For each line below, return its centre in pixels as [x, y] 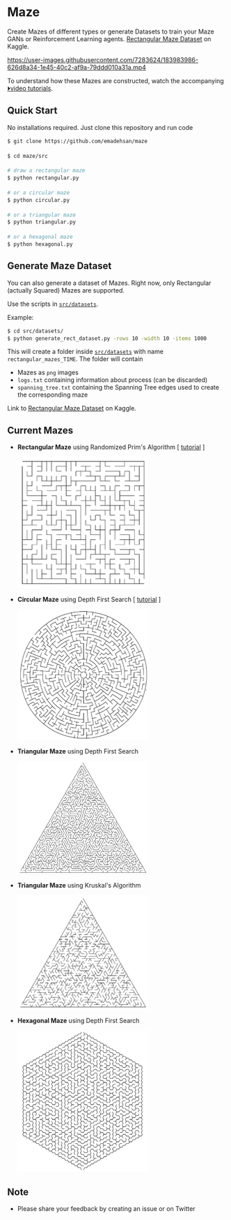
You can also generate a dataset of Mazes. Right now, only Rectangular [109, 283]
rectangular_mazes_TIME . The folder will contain [75, 359]
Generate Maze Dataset [59, 266]
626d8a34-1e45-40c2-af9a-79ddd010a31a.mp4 [77, 67]
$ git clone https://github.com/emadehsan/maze [78, 141]
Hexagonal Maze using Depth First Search [78, 1021]
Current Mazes [40, 430]
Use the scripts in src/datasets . [53, 304]
